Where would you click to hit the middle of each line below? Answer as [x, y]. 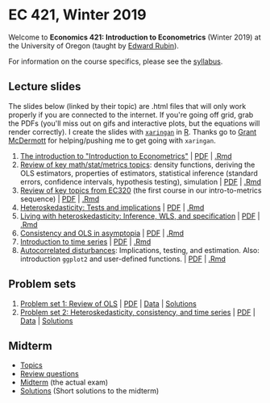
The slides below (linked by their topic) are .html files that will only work [127, 106]
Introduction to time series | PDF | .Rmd [85, 241]
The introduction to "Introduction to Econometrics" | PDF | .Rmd [126, 156]
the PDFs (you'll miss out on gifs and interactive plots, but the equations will [134, 123]
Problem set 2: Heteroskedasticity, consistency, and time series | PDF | [137, 312]
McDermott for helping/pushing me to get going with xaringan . [112, 140]
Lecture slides [45, 87]
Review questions [49, 374]
